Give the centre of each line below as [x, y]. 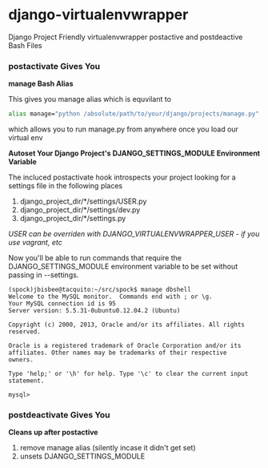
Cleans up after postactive [53, 432]
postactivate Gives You [54, 66]
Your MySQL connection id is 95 [62, 304]
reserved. [25, 332]
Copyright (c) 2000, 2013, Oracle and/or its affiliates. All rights [127, 325]
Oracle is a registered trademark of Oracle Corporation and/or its [125, 346]
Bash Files [25, 45]
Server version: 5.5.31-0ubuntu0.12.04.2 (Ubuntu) [94, 311]
